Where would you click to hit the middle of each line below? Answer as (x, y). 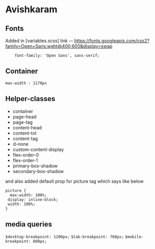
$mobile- (134, 237)
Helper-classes (30, 99)
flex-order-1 (25, 160)
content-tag (25, 138)
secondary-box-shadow (38, 171)
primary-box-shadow (35, 166)
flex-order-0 (26, 155)
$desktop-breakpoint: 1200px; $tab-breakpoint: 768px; (65, 237)
